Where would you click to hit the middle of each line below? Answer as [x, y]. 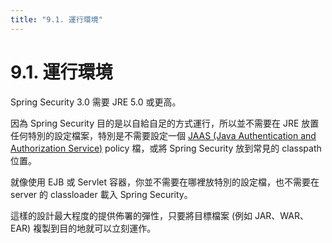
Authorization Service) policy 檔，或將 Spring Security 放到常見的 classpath [166, 148]
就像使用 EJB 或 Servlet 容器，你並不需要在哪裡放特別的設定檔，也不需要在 [165, 182]
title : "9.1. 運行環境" [56, 19]
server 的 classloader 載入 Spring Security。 [101, 194]
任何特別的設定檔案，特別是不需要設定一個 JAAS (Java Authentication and [163, 135]
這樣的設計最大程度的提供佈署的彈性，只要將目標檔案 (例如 [131, 215]
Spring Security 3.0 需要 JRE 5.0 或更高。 [96, 102]
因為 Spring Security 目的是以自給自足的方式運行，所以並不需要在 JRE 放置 [165, 123]
